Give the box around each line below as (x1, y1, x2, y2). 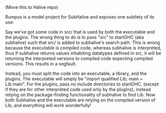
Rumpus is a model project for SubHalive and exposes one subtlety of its (5, 14, 155, 19)
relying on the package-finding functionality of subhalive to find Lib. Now (5, 92, 156, 97)
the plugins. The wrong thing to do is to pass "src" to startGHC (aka (5, 34, 144, 40)
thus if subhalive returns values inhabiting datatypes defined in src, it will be (5, 50, 162, 56)
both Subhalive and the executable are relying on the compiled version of (5, 97, 156, 103)
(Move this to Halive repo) (5, 4, 58, 10)
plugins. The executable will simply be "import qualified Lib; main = (5, 76, 143, 81)
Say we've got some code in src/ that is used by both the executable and (5, 29, 155, 34)
